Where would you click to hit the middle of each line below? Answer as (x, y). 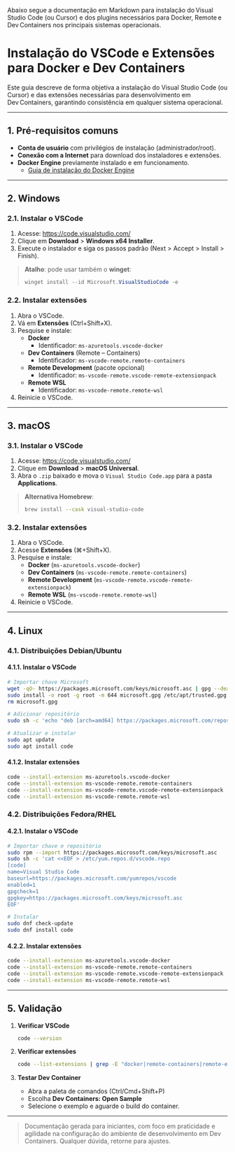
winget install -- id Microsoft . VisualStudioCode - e (101, 283)
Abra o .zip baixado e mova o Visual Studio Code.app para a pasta (115, 476)
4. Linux (25, 631)
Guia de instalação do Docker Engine (81, 170)
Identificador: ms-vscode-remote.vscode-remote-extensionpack (127, 375)
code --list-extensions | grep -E (67, 1065)
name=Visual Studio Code (43, 872)
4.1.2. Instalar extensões (44, 762)
